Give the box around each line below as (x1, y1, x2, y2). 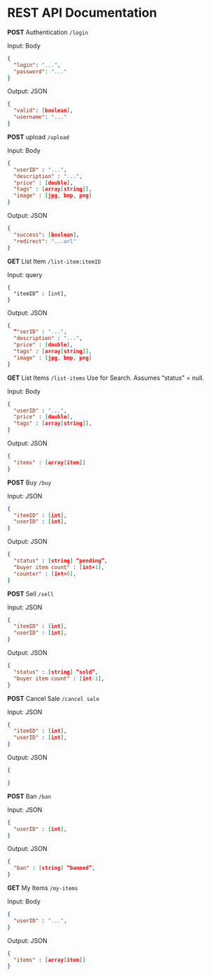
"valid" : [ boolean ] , (13, 107, 73, 114)
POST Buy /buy (7, 478, 52, 487)
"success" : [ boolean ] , (13, 231, 80, 238)
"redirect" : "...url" (13, 237, 77, 245)
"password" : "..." (13, 68, 68, 75)
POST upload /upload (7, 133, 70, 141)
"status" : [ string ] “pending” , (13, 557, 108, 565)
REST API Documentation (7, 5, 157, 21)
